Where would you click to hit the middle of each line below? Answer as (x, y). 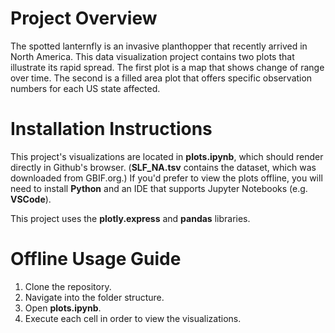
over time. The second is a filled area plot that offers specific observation (161, 78)
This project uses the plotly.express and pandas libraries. (130, 218)
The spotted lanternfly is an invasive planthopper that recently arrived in (159, 46)
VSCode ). (31, 199)
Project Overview (84, 18)
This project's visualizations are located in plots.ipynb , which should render (167, 156)
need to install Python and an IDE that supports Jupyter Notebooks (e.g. (159, 188)
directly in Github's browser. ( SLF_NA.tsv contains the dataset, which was (163, 167)
